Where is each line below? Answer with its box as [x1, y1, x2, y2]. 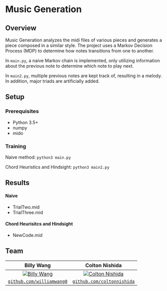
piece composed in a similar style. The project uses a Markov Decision [5, 42, 153, 48]
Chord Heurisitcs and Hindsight [5, 221, 73, 227]
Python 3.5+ [12, 119, 39, 125]
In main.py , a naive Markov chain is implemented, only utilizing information [5, 58, 160, 64]
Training [5, 142, 26, 150]
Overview [5, 24, 37, 32]
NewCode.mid [12, 232, 43, 238]
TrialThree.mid [12, 209, 44, 215]
